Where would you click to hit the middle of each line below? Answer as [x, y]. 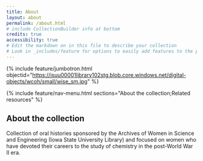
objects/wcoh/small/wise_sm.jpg [47, 81]
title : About [23, 12]
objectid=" [19, 75]
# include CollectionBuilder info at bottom [63, 29]
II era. [13, 153]
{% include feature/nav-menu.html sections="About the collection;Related [98, 93]
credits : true [24, 34]
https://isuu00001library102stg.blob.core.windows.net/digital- [109, 75]
